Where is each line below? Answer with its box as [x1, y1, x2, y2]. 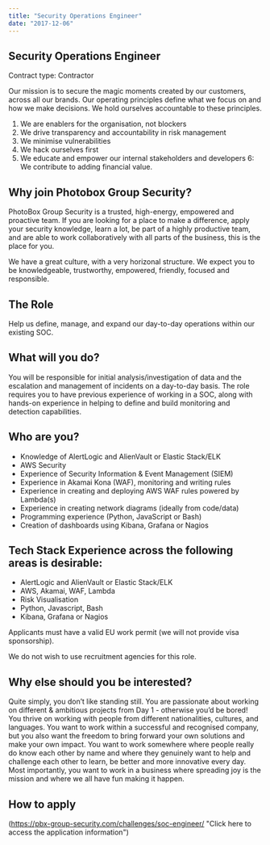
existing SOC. [8, 327, 54, 337]
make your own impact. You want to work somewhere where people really [8, 740, 255, 750]
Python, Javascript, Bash [19, 603, 103, 613]
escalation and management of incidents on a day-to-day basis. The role [8, 380, 250, 390]
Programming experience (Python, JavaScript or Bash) [19, 511, 202, 521]
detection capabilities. [8, 406, 82, 416]
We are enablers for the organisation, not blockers [19, 119, 187, 129]
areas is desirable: [8, 556, 103, 570]
